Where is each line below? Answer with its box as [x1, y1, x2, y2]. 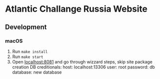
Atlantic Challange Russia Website [5, 3, 148, 15]
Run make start [12, 54, 43, 59]
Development [5, 23, 47, 31]
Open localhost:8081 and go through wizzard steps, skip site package [12, 59, 153, 64]
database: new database [12, 69, 62, 75]
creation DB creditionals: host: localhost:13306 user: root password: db [12, 64, 155, 70]
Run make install [12, 48, 48, 54]
